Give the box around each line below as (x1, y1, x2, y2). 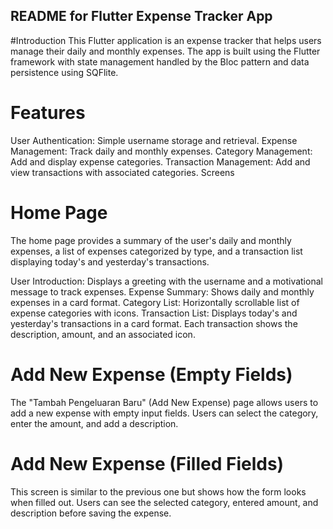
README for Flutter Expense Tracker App (10, 8, 273, 25)
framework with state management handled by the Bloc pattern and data (10, 55, 310, 68)
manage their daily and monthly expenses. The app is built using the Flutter (10, 45, 321, 57)
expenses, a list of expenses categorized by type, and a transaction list (10, 245, 303, 257)
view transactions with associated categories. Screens (10, 166, 235, 178)
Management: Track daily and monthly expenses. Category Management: (10, 145, 313, 157)
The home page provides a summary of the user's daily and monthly (10, 234, 292, 246)
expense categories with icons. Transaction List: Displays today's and (10, 307, 298, 319)
